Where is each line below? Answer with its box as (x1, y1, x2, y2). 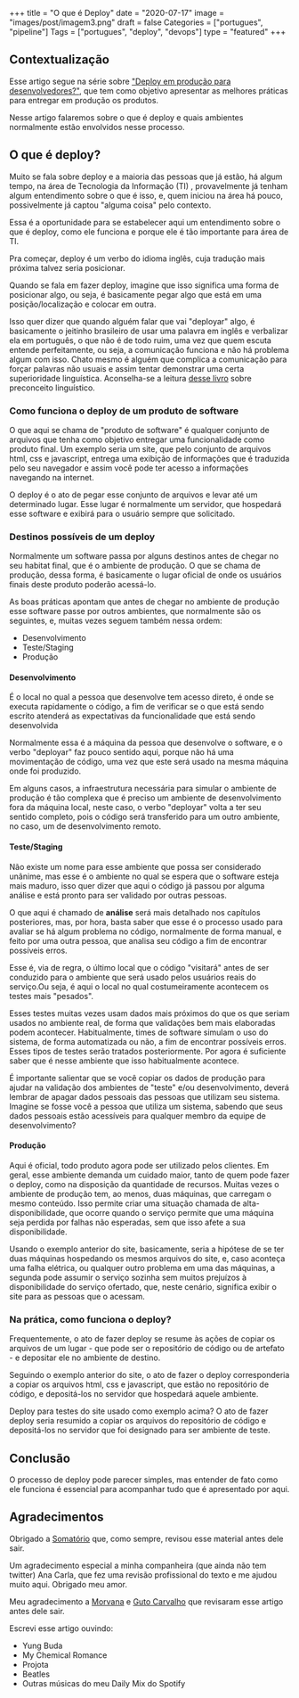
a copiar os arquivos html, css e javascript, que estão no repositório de (9, 1379, 270, 1390)
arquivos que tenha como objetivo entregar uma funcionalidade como (9, 434, 265, 445)
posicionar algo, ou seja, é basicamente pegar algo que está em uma (9, 289, 263, 299)
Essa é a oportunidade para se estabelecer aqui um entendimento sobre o (9, 217, 281, 227)
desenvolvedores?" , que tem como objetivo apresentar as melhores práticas (9, 85, 289, 96)
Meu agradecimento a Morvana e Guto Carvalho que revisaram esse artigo (9, 1595, 284, 1607)
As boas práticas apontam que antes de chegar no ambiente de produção (9, 596, 280, 607)
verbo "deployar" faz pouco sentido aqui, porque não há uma (9, 747, 234, 758)
